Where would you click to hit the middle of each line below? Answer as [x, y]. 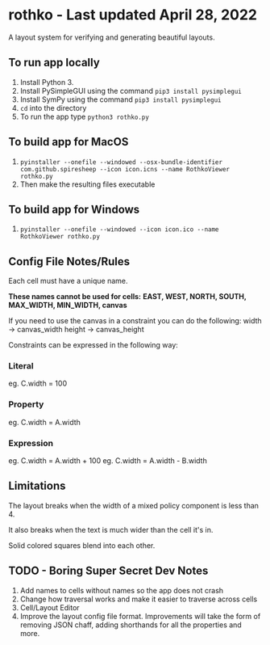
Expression [31, 443]
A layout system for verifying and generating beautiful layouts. [112, 37]
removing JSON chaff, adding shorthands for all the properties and [131, 625]
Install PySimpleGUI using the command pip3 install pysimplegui [131, 91]
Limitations [37, 486]
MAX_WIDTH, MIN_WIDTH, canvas [68, 306]
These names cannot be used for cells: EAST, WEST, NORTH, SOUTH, [128, 297]
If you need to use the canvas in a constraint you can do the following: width [135, 321]
